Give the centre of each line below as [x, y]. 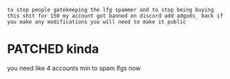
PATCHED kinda [53, 49]
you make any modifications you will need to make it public [97, 22]
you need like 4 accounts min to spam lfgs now [74, 68]
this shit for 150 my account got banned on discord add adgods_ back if [115, 16]
